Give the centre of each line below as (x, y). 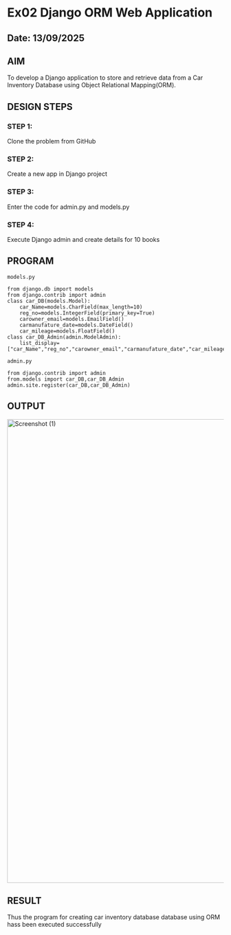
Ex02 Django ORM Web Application (110, 13)
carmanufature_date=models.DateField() (77, 325)
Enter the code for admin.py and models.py (68, 207)
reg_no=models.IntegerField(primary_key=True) (87, 313)
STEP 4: (21, 225)
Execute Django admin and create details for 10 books (84, 239)
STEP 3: (21, 192)
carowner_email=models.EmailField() (72, 319)
